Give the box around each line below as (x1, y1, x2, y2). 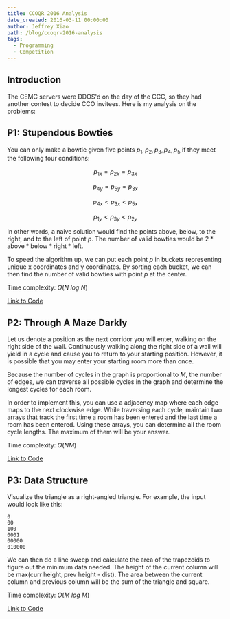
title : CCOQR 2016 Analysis (7, 10, 88, 17)
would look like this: (7, 500, 63, 509)
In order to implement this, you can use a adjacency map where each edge (7, 398, 218, 407)
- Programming (13, 42, 54, 49)
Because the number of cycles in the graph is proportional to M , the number (7, 370, 222, 379)
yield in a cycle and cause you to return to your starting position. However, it (7, 349, 223, 358)
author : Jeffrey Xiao (7, 23, 69, 30)
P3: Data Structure (7, 474, 89, 486)
